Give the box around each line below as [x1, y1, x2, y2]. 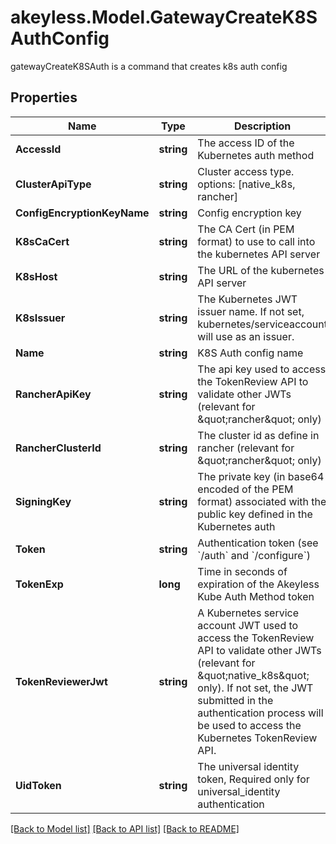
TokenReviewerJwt [15, 674, 108, 688]
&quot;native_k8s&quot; [197, 668, 310, 682]
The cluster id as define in [197, 428, 320, 442]
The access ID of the [197, 136, 295, 150]
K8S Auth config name [197, 346, 304, 360]
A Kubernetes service [197, 606, 300, 620]
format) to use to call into [197, 234, 316, 248]
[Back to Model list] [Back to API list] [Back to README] [10, 822, 240, 835]
